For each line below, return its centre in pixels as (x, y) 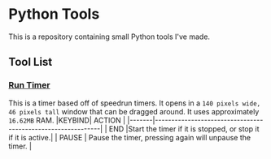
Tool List (31, 62)
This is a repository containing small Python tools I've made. (109, 37)
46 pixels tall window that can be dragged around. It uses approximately (134, 111)
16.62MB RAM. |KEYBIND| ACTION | (67, 120)
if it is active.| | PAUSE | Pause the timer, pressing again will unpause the (129, 137)
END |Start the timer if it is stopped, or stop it (184, 129)
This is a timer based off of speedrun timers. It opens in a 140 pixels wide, (135, 103)
